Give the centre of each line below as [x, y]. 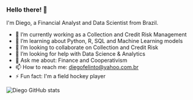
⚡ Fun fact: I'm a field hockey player [60, 76]
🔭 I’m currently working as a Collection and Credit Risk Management [101, 35]
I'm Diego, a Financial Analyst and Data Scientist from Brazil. [82, 23]
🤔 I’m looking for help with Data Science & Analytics [80, 54]
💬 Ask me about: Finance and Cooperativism [71, 61]
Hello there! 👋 [27, 10]
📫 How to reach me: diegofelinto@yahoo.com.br [77, 67]
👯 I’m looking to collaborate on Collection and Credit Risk [87, 47]
